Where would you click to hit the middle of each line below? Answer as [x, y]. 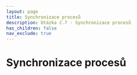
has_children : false [32, 28]
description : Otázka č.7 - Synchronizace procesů [69, 22]
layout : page [22, 12]
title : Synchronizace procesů [44, 17]
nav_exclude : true [29, 34]
